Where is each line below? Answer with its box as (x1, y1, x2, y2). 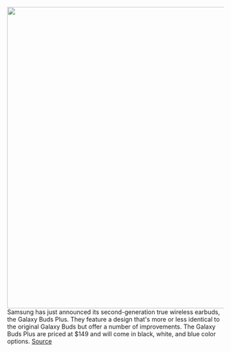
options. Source (7, 338, 52, 345)
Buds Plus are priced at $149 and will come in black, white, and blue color (7, 330, 217, 338)
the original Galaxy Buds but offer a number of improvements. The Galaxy (7, 322, 216, 331)
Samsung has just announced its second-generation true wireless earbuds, (7, 308, 220, 316)
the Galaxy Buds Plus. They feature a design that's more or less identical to (7, 315, 220, 323)
